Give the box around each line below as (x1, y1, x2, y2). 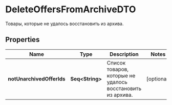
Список (106, 59, 126, 66)
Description (109, 50, 139, 57)
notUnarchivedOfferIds (8, 75, 66, 82)
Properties (5, 35, 40, 44)
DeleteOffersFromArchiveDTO (5, 4, 136, 15)
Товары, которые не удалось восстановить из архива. (5, 20, 124, 27)
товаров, (106, 66, 129, 73)
